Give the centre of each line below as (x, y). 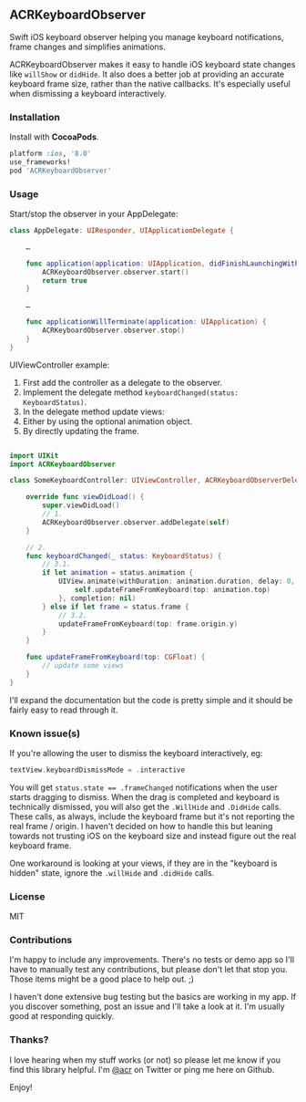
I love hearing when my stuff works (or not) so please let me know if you (145, 1060)
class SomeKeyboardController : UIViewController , (106, 481)
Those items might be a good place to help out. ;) (102, 979)
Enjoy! (21, 1087)
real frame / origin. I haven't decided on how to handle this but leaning (141, 826)
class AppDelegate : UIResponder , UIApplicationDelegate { (122, 231)
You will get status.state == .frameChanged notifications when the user (143, 787)
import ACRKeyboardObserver (63, 464)
